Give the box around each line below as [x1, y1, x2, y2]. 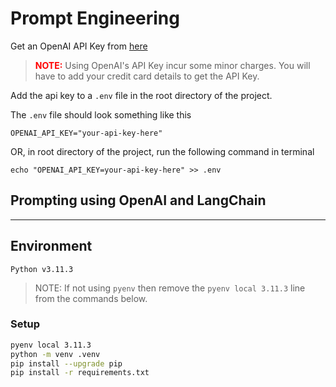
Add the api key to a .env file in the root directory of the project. [10, 89, 273, 101]
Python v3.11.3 [10, 264, 74, 274]
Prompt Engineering [10, 7, 180, 30]
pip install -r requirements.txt [10, 368, 150, 378]
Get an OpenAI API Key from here [10, 40, 148, 52]
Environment [10, 238, 93, 255]
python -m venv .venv [10, 349, 101, 359]
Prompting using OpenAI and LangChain [10, 192, 267, 209]
